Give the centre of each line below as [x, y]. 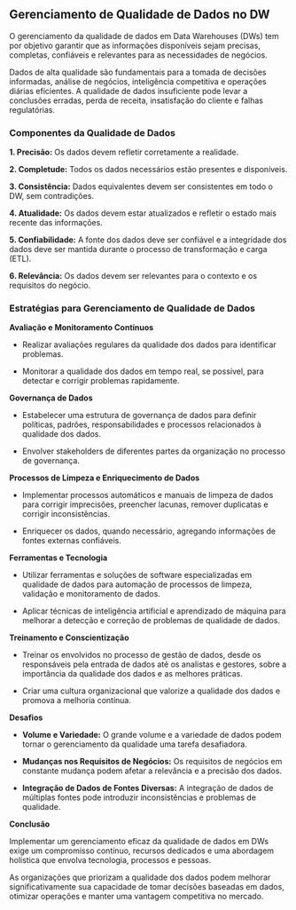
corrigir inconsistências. [66, 514]
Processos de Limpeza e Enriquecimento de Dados [105, 478]
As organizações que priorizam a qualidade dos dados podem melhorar [140, 877]
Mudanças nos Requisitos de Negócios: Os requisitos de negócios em [152, 762]
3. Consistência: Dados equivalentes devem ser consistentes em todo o [141, 186]
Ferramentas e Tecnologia [58, 558]
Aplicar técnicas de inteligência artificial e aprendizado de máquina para [154, 611]
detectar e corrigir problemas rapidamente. [101, 381]
